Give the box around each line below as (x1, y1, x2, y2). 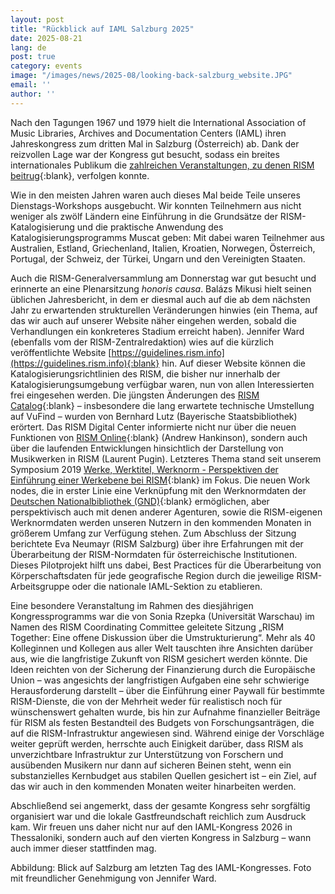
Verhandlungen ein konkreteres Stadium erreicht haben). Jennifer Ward (10, 325, 305, 337)
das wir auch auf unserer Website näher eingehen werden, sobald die (10, 314, 297, 326)
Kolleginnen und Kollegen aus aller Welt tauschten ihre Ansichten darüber (10, 642, 313, 654)
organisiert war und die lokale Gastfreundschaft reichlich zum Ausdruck (10, 810, 307, 822)
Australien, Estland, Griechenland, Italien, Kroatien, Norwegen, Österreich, (10, 242, 316, 254)
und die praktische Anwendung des (76, 221, 224, 233)
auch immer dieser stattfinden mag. (10, 842, 157, 854)
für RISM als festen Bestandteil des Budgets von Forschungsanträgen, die (10, 716, 315, 728)
